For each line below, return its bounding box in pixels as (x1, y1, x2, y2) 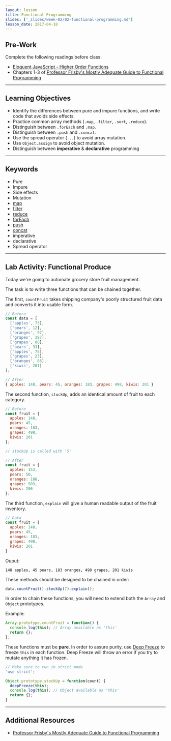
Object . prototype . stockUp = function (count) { (5, 678, 106, 684)
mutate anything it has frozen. (5, 655, 68, 661)
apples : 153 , (10, 467, 38, 472)
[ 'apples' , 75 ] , (10, 349, 44, 354)
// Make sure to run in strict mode (5, 664, 83, 669)
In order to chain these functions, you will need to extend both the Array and (5, 596, 165, 602)
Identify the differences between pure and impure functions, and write (12, 107, 160, 113)
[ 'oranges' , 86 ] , (10, 359, 47, 364)
